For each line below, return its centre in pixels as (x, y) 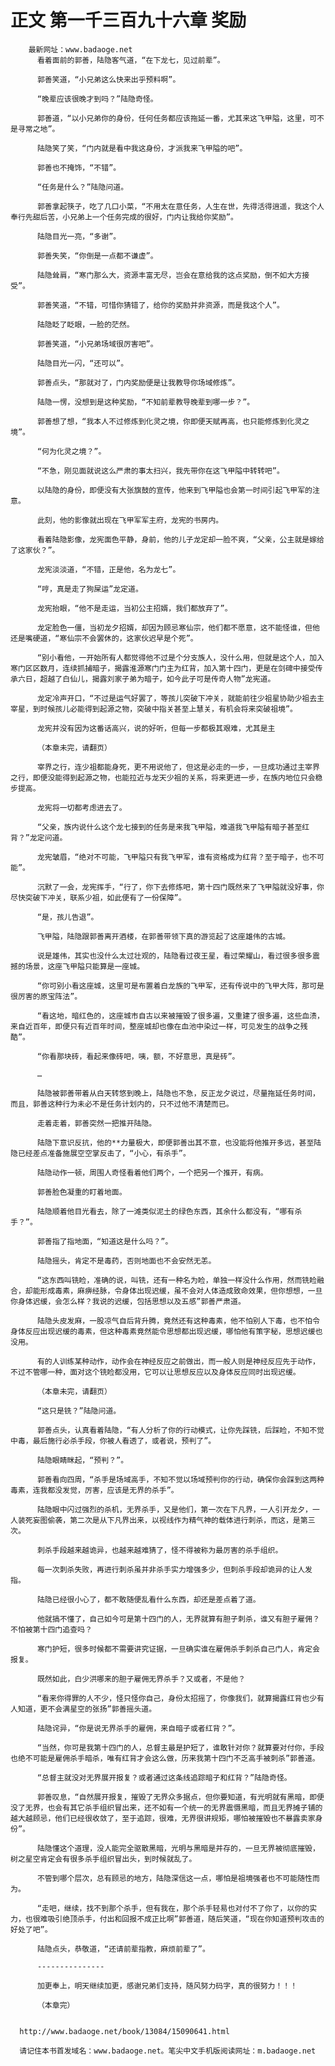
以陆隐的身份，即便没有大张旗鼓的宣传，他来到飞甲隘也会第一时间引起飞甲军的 (174, 490)
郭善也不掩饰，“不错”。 (79, 167)
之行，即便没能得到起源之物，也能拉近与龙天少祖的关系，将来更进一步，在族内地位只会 (163, 777)
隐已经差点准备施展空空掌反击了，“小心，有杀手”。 (100, 1153)
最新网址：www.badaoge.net (80, 49)
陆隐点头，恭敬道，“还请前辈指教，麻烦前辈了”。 (123, 1949)
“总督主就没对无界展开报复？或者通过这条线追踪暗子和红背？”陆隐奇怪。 (164, 1777)
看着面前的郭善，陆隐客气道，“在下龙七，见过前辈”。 (130, 60)
